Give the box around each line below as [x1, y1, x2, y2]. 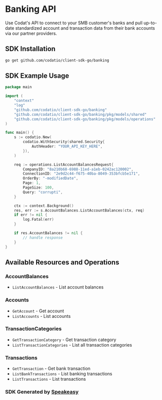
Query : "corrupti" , [23, 190, 63, 195]
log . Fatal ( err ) [23, 217, 54, 222]
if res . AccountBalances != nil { [14, 231, 83, 236]
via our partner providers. [5, 30, 57, 36]
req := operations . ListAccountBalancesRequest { [14, 162, 114, 167]
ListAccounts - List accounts [12, 313, 71, 319]
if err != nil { [14, 212, 48, 217]
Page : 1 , [23, 181, 41, 186]
